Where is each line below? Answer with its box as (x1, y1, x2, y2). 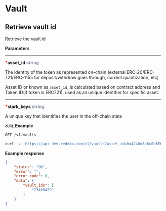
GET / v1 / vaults (5, 132, 37, 137)
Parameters (5, 46, 30, 51)
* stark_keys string (5, 104, 44, 109)
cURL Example (5, 123, 34, 129)
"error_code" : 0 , (14, 174, 50, 179)
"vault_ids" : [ (23, 183, 54, 188)
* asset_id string (5, 60, 39, 65)
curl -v (5, 141, 21, 146)
